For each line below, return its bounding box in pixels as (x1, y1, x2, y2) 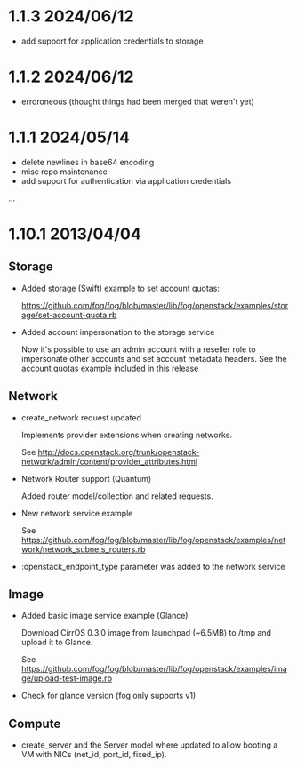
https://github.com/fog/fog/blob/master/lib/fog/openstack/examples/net (20, 534, 286, 545)
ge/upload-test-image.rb (20, 673, 113, 684)
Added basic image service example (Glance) (20, 611, 189, 621)
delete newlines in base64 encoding (20, 156, 155, 167)
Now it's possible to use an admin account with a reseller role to (20, 344, 256, 355)
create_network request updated (20, 412, 141, 423)
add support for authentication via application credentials (20, 175, 232, 186)
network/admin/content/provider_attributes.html (20, 456, 197, 467)
